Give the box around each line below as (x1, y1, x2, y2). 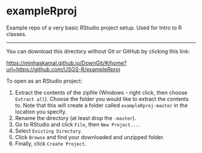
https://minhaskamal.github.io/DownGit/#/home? (6, 59, 127, 67)
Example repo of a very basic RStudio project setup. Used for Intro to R (6, 24, 182, 31)
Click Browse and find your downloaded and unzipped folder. (14, 133, 165, 140)
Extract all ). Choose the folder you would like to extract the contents (14, 95, 189, 103)
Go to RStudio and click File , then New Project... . (14, 121, 140, 128)
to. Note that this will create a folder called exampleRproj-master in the (14, 101, 188, 109)
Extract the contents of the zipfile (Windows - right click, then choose (14, 89, 188, 96)
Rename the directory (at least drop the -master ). (14, 114, 136, 121)
